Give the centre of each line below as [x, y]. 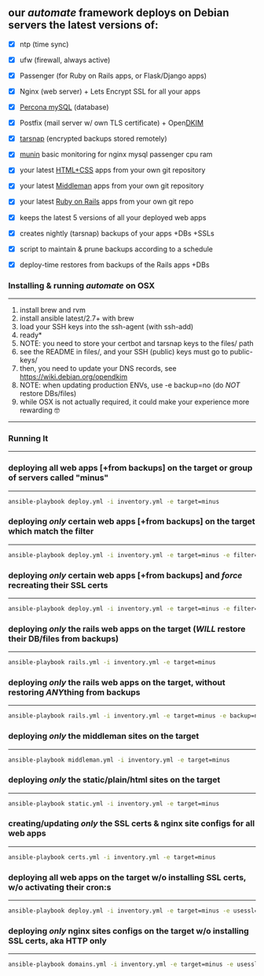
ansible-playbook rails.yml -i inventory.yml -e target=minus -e [117, 716]
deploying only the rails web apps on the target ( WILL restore [127, 629]
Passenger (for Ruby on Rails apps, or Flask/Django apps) [113, 75]
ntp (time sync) [44, 44]
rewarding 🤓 [40, 410]
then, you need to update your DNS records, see [98, 369]
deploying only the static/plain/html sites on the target [114, 780]
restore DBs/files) [48, 394]
